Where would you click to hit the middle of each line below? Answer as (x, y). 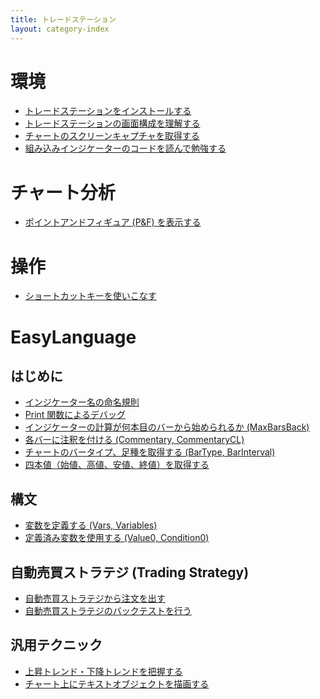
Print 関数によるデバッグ (75, 415)
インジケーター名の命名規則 (82, 402)
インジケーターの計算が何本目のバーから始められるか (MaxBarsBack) (167, 427)
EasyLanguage (73, 337)
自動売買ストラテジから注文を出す (95, 598)
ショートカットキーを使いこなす (90, 296)
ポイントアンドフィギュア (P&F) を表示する (113, 222)
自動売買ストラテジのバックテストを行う (108, 610)
